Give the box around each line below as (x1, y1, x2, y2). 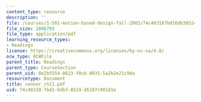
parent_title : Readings (6, 59, 66, 65)
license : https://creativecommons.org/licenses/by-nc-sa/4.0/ (6, 48, 165, 54)
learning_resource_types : (6, 37, 71, 43)
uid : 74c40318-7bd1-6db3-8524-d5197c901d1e (6, 87, 117, 93)
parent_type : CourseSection (6, 64, 77, 71)
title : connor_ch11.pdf (6, 82, 66, 88)
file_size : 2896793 (6, 25, 55, 32)
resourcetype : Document (6, 76, 66, 82)
